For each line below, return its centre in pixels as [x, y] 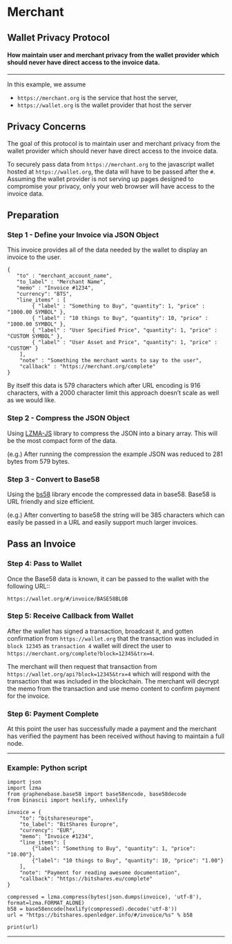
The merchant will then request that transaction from [82, 666]
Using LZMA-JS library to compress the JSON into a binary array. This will [112, 433]
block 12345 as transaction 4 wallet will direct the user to [89, 645]
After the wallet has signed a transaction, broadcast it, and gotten [100, 631]
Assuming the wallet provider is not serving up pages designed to [101, 179]
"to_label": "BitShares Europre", [69, 824]
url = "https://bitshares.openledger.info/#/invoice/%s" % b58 [100, 915]
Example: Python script [47, 768]
